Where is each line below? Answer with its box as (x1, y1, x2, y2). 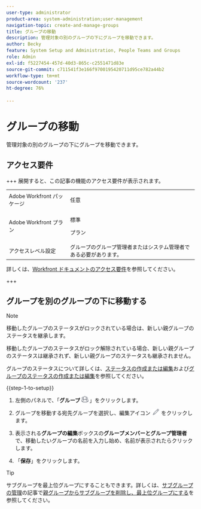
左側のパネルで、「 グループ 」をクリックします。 (14, 397, 142, 404)
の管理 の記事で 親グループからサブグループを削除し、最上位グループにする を (6, 489, 194, 496)
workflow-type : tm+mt (6, 72, 60, 79)
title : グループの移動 (6, 29, 56, 35)
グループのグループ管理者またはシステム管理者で (69, 243, 190, 251)
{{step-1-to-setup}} (6, 385, 54, 392)
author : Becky (6, 41, 42, 47)
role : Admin (6, 54, 36, 60)
